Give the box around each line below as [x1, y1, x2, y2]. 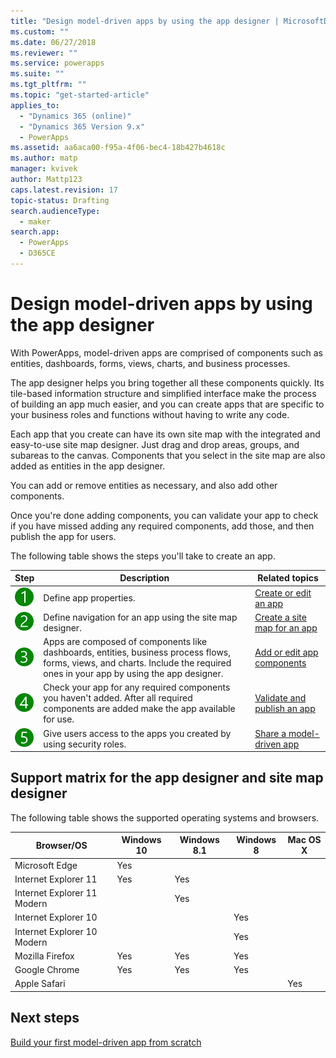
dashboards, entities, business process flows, [43, 646, 231, 659]
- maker [19, 216, 52, 227]
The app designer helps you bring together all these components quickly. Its [10, 376, 325, 389]
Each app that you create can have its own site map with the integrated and [10, 428, 321, 440]
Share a [254, 727, 287, 739]
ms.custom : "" [10, 26, 70, 37]
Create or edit [254, 586, 312, 599]
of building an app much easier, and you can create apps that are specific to [10, 398, 325, 410]
